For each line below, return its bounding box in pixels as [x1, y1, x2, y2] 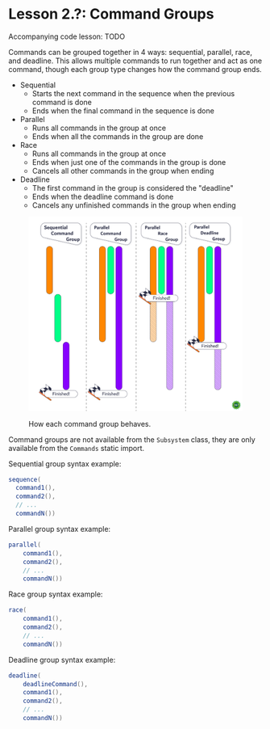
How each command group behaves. [28, 419, 152, 428]
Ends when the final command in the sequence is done [31, 106, 215, 116]
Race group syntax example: [8, 589, 103, 599]
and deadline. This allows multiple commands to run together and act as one [8, 56, 263, 65]
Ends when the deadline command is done [31, 192, 174, 201]
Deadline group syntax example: [8, 655, 116, 664]
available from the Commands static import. [8, 443, 145, 453]
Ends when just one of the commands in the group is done [31, 157, 226, 166]
